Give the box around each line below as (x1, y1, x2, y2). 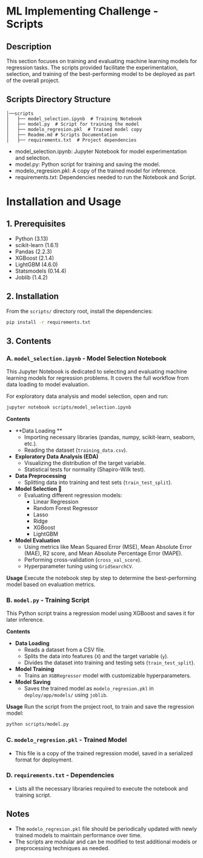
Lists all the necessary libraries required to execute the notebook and (15, 785, 188, 792)
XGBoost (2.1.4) (15, 254, 55, 262)
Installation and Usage (6, 195, 121, 208)
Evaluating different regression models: (24, 492, 122, 499)
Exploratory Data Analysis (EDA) (15, 453, 99, 460)
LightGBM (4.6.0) (15, 260, 58, 268)
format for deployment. (15, 756, 73, 763)
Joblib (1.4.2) (15, 273, 48, 281)
